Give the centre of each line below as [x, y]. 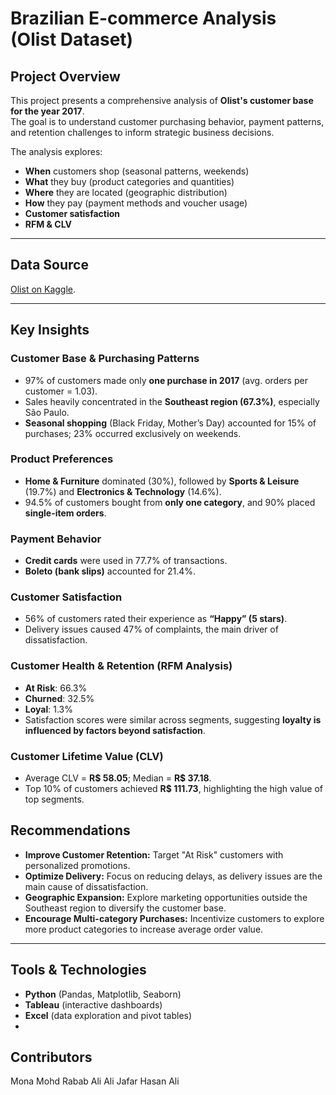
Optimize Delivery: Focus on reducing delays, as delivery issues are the [173, 876]
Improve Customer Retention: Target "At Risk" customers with [154, 854]
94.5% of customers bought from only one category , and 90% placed [170, 502]
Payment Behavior [56, 539]
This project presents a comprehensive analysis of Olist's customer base [162, 100]
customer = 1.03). [61, 391]
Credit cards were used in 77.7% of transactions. [126, 561]
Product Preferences [62, 459]
